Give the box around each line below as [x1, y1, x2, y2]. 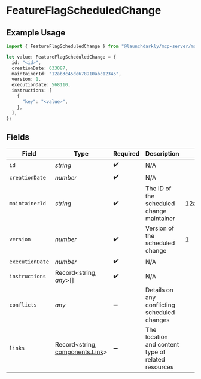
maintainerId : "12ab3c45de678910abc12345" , [11, 71, 121, 77]
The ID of [145, 184, 172, 193]
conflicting [145, 301, 175, 309]
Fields [6, 132, 30, 142]
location [145, 333, 169, 341]
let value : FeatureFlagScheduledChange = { [6, 54, 117, 60]
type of [145, 348, 166, 356]
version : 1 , [11, 76, 42, 83]
